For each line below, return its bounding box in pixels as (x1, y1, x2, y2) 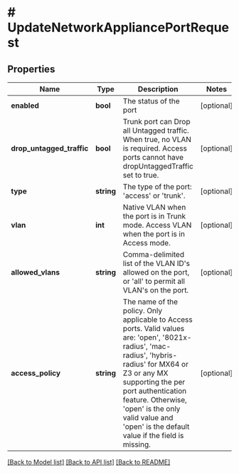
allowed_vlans (11, 268, 60, 277)
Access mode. (122, 238, 171, 248)
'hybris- (149, 350, 178, 360)
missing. (122, 439, 152, 449)
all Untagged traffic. (122, 126, 190, 136)
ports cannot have (122, 153, 184, 162)
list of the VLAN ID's (122, 258, 191, 268)
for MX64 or (147, 360, 188, 369)
